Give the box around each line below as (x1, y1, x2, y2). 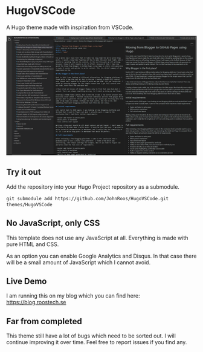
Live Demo (6, 276, 47, 286)
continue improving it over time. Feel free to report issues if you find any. (6, 339, 187, 346)
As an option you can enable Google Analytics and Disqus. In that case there (6, 252, 197, 259)
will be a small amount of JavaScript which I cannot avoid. (6, 258, 151, 266)
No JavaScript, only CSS (6, 218, 100, 229)
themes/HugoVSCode (6, 201, 53, 207)
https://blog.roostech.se (6, 299, 66, 306)
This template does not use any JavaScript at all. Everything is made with (6, 234, 188, 241)
